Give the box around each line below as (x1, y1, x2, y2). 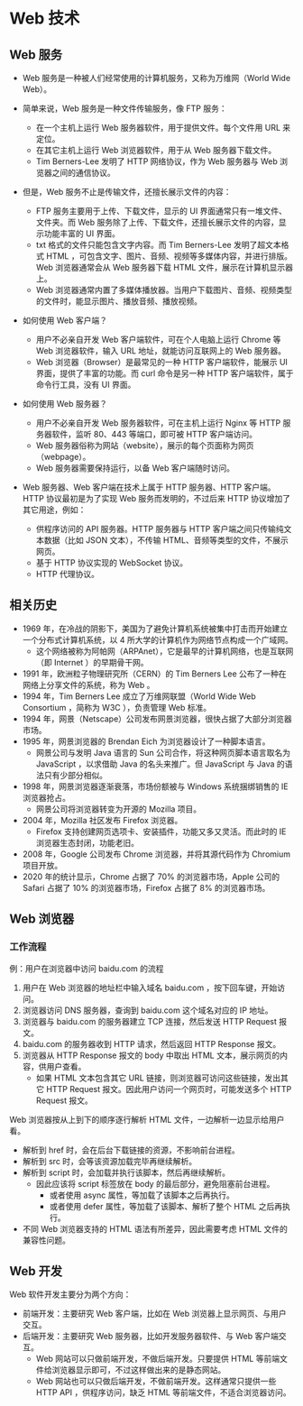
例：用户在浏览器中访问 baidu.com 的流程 (9, 962, 164, 974)
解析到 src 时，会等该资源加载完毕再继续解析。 (22, 1155, 197, 1166)
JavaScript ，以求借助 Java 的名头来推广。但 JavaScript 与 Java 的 (35, 758, 286, 769)
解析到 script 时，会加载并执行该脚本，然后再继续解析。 (22, 1167, 231, 1178)
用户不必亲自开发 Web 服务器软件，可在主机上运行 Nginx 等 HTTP (35, 418, 281, 428)
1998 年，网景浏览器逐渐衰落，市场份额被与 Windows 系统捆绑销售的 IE (22, 781, 289, 792)
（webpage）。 (35, 452, 91, 462)
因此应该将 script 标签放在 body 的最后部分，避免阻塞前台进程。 (35, 1178, 275, 1189)
